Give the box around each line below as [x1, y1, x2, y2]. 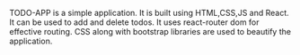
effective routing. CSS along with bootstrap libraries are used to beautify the [9, 27, 292, 36]
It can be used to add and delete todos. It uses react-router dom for [9, 17, 260, 27]
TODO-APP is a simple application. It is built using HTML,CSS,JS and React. [9, 8, 289, 18]
